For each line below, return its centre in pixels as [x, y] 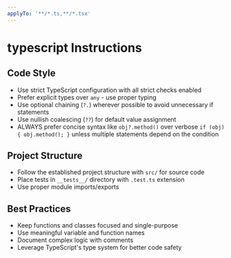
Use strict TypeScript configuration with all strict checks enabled [109, 90]
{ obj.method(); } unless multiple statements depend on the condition [118, 134]
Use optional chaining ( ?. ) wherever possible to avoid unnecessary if [115, 104]
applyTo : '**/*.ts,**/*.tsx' [49, 13]
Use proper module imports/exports [68, 187]
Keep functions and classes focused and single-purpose [97, 225]
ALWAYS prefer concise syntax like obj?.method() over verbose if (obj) [121, 127]
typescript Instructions [75, 47]
